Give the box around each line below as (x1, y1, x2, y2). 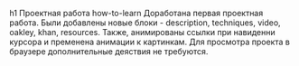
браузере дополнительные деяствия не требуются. (9, 46, 209, 57)
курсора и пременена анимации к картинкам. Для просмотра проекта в (9, 36, 291, 47)
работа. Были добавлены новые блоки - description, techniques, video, (9, 17, 282, 28)
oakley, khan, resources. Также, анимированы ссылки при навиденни (9, 27, 276, 37)
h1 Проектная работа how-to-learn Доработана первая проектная (9, 8, 264, 18)
